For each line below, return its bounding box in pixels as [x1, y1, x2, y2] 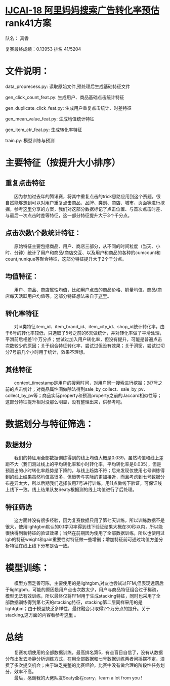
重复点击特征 [5, 179, 46, 188]
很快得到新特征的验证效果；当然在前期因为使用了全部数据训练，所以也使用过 [5, 529, 165, 536]
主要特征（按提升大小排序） [5, 157, 121, 169]
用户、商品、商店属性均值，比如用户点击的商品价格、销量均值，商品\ [14, 287, 158, 293]
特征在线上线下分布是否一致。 [9, 542, 72, 549]
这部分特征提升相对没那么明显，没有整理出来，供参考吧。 [5, 399, 125, 405]
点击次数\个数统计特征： [5, 229, 81, 237]
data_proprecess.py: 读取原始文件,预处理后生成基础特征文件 [5, 83, 131, 89]
